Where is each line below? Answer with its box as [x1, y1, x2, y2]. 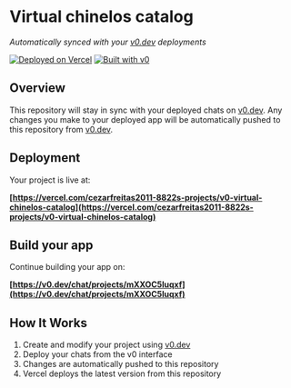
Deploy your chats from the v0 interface [22, 349, 173, 360]
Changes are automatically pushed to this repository [22, 359, 219, 370]
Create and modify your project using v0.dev [22, 339, 191, 351]
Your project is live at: [9, 174, 91, 185]
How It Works [9, 315, 88, 331]
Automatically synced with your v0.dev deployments [9, 36, 206, 47]
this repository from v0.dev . [9, 124, 114, 134]
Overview [9, 80, 66, 96]
